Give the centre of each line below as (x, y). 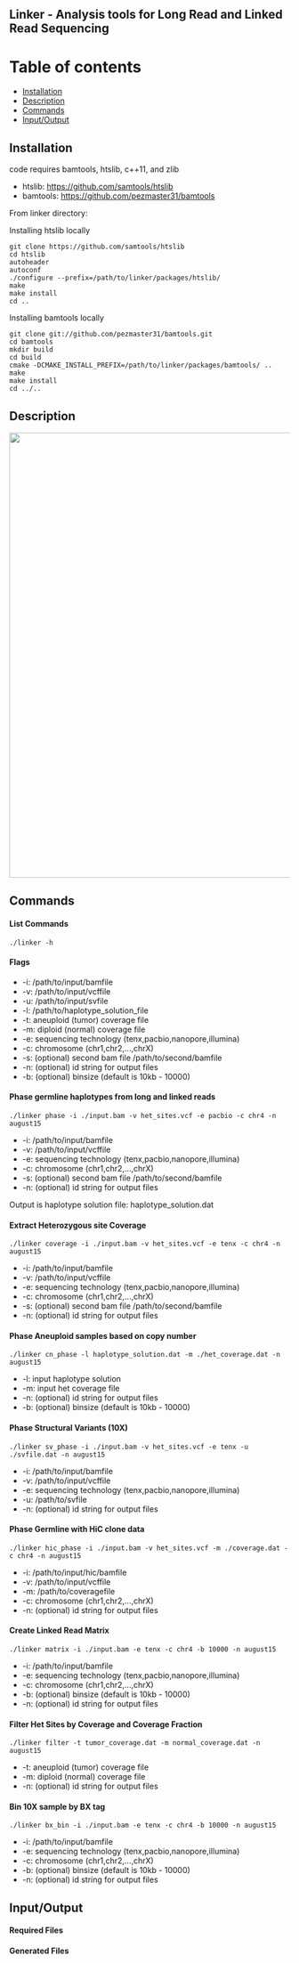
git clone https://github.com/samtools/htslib (97, 247)
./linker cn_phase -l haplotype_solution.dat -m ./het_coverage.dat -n (145, 1355)
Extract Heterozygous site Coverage (78, 1225)
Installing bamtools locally (57, 318)
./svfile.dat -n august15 (57, 1455)
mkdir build (31, 350)
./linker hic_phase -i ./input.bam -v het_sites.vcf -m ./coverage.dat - (149, 1548)
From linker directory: (48, 214)
